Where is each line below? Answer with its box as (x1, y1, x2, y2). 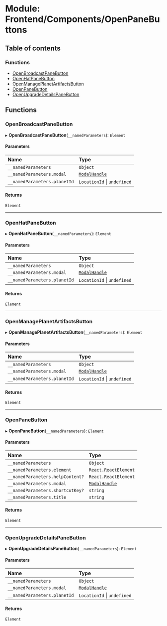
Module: (5, 3, 40, 14)
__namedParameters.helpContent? (7, 474, 84, 480)
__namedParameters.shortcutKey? (7, 488, 84, 493)
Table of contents (5, 44, 61, 52)
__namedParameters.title (7, 494, 67, 500)
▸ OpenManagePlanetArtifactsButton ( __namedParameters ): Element (5, 329, 143, 335)
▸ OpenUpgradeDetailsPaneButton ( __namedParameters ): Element (5, 546, 137, 552)
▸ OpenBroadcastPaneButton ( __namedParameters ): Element (5, 132, 126, 138)
